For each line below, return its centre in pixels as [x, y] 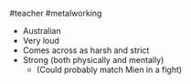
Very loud [41, 41]
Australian [42, 31]
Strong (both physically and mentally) [93, 60]
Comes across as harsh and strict [86, 50]
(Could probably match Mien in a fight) [109, 69]
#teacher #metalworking [56, 13]
